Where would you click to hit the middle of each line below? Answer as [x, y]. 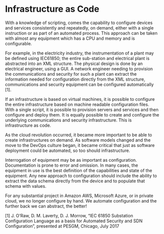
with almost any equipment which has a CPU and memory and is [70, 38]
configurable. [19, 43]
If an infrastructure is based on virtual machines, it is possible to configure [80, 99]
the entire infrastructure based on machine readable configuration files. [77, 104]
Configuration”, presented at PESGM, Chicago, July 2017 [62, 226]
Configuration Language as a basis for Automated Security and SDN [74, 221]
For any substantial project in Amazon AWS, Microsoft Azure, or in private [79, 196]
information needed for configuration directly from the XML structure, [75, 79]
